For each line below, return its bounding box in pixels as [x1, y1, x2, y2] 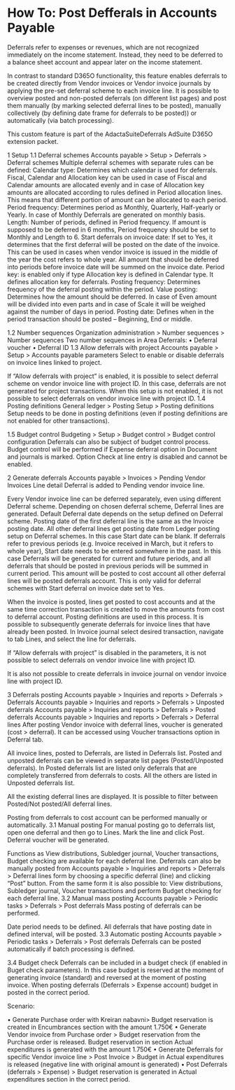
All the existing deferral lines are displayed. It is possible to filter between [7, 792, 218, 800]
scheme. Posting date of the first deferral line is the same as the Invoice [7, 517, 215, 525]
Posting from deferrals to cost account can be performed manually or [7, 813, 208, 821]
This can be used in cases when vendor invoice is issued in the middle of [7, 248, 218, 256]
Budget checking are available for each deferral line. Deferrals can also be [7, 856, 222, 865]
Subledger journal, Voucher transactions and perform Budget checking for [7, 886, 222, 895]
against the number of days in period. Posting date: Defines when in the [7, 307, 215, 316]
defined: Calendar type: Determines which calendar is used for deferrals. [7, 166, 218, 174]
